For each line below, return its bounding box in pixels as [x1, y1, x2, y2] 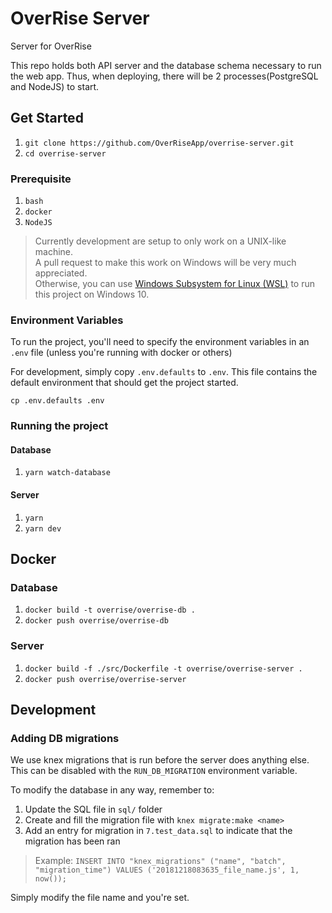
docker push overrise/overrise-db [24, 616, 169, 626]
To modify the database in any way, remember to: [10, 784, 215, 796]
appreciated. [34, 267, 88, 279]
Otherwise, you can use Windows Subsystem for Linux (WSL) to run [34, 278, 315, 290]
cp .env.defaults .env [10, 396, 105, 406]
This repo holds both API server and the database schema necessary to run [10, 59, 322, 71]
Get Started [10, 110, 84, 127]
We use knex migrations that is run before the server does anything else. [10, 754, 310, 766]
